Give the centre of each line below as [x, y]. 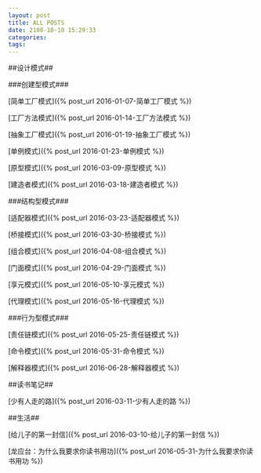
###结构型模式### [38, 202]
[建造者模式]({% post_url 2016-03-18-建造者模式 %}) [93, 184]
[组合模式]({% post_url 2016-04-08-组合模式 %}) [87, 251]
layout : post [29, 15]
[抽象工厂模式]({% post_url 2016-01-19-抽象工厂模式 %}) [100, 135]
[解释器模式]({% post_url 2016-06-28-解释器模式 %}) [94, 368]
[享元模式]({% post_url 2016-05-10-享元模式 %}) [86, 285]
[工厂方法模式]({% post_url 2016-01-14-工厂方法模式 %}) [100, 118]
